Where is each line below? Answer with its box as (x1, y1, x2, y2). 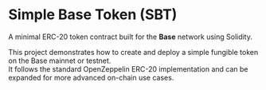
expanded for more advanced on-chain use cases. (8, 72, 174, 82)
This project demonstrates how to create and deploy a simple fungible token (8, 47, 259, 57)
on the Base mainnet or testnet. (8, 56, 111, 65)
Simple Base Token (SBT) (8, 6, 178, 24)
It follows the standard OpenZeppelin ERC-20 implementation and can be (8, 64, 248, 73)
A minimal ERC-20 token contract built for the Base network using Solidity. (8, 32, 253, 41)
